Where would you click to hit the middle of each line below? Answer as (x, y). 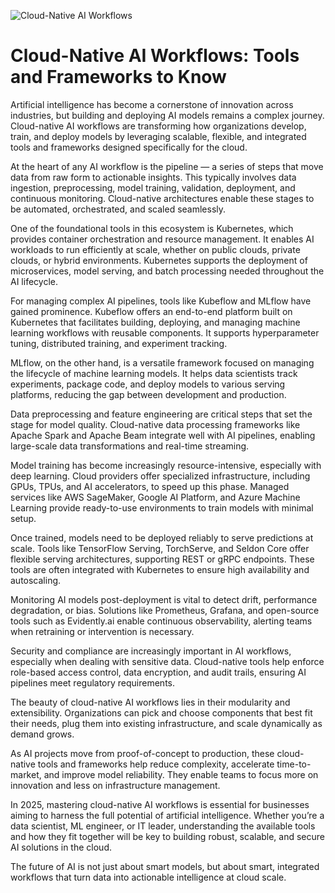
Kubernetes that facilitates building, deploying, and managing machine (155, 322)
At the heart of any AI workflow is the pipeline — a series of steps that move (167, 166)
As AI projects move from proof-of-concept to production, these (142, 753)
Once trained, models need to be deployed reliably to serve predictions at (162, 537)
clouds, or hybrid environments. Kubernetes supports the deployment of (159, 260)
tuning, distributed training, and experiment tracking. (119, 343)
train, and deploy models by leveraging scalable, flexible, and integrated (158, 136)
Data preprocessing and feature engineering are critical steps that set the (161, 414)
